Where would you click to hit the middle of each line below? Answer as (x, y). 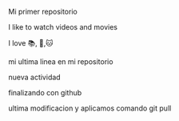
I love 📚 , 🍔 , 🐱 (31, 43)
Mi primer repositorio (43, 12)
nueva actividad (35, 77)
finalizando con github (45, 93)
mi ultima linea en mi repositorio (61, 62)
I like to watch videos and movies (63, 27)
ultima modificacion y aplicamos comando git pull (90, 108)
